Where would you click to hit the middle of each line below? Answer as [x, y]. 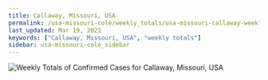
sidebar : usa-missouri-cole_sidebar [69, 45]
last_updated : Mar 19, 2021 [55, 30]
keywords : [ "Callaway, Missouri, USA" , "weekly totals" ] [105, 38]
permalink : [26, 23]
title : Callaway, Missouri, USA [62, 15]
